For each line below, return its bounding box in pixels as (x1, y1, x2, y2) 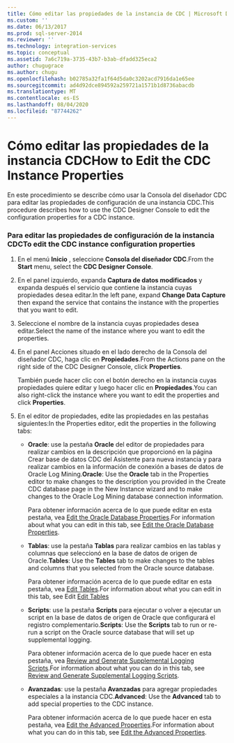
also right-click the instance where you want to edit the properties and (17, 391, 219, 399)
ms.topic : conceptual (7, 50, 70, 57)
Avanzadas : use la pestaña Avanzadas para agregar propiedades (27, 684, 217, 693)
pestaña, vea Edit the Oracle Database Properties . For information (27, 513, 215, 521)
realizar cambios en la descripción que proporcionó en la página (27, 447, 212, 456)
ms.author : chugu (7, 68, 58, 75)
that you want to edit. (17, 305, 79, 314)
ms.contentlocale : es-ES (7, 95, 79, 102)
